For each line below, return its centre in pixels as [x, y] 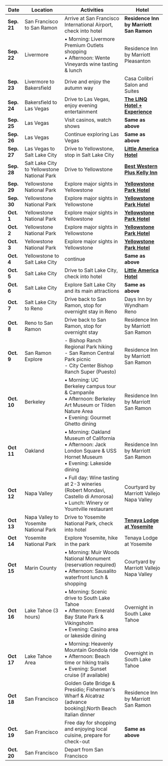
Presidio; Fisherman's [90, 690]
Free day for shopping [90, 723]
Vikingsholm [79, 623]
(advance [75, 702]
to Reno [34, 309]
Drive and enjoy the [87, 81]
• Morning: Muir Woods [92, 552]
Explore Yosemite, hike [91, 538]
